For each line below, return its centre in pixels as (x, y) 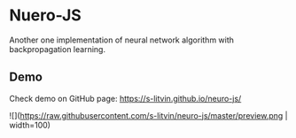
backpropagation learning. (58, 49)
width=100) (30, 125)
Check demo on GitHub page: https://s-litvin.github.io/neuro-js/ (125, 98)
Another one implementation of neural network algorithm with (122, 40)
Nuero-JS (45, 15)
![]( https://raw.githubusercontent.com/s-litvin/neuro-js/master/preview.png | (148, 115)
